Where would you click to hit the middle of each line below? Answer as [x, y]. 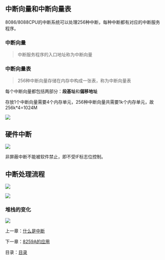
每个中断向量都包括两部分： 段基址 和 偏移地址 [51, 92]
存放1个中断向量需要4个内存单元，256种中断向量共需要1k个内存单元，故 [79, 102]
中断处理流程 [25, 174]
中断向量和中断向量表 [38, 9]
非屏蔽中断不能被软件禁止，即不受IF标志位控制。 [56, 157]
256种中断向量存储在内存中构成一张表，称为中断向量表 [74, 81]
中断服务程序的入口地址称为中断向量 [55, 55]
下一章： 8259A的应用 [28, 242]
